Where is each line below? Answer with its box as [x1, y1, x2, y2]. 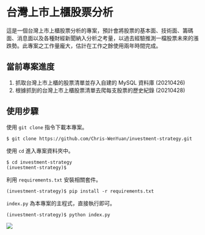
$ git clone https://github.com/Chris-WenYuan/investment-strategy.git [6, 135, 192, 142]
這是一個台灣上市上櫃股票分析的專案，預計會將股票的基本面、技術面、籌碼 [6, 27, 193, 34]
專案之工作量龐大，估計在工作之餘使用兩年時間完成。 [27, 42, 162, 49]
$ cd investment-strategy [6, 159, 72, 165]
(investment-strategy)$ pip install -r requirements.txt [6, 188, 154, 194]
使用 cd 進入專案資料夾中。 [6, 147, 74, 154]
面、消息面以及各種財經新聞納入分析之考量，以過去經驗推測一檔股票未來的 [6, 34, 193, 41]
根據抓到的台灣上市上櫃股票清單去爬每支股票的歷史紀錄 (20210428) [15, 86, 185, 94]
